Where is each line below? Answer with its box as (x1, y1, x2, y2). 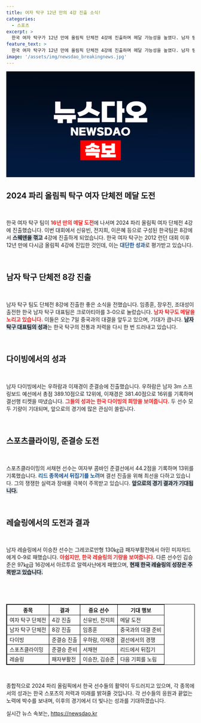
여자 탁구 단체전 (10, 617, 47, 624)
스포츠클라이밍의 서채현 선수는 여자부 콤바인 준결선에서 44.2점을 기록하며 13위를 (6, 464, 194, 472)
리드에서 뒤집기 (120, 646, 156, 653)
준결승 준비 (51, 646, 78, 653)
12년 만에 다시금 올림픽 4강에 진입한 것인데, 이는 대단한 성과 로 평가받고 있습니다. (6, 242, 193, 249)
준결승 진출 (51, 636, 78, 643)
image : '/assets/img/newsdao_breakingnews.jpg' (6, 54, 127, 60)
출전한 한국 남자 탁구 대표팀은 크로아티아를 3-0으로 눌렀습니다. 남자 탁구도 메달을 (6, 308, 196, 315)
